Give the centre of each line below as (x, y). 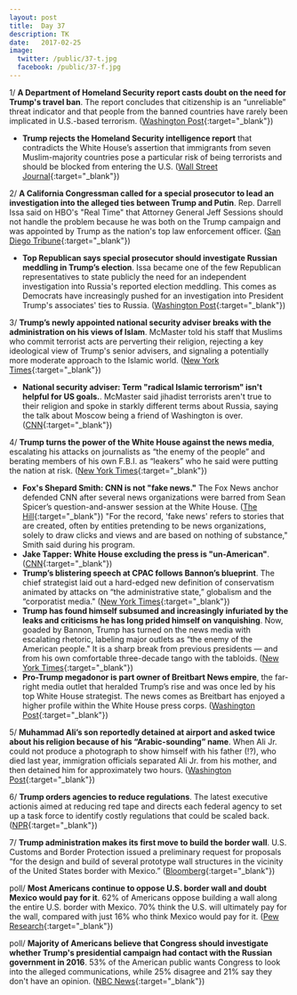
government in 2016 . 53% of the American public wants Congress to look (145, 962)
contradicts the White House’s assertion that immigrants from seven (146, 147)
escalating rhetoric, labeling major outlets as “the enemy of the (137, 639)
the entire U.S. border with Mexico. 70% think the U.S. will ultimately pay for (148, 907)
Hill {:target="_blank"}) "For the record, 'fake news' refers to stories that (153, 516)
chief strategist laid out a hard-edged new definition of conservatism (148, 582)
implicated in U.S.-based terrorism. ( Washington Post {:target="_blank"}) (141, 120)
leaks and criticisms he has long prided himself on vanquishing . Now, (153, 620)
